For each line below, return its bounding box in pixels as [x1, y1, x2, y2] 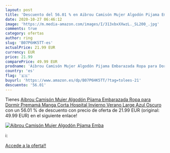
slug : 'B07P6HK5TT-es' [5, 40, 53, 45]
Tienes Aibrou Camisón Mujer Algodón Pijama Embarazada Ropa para [5, 96, 151, 103]
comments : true [5, 26, 37, 31]
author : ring [5, 36, 33, 41]
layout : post [5, 7, 33, 13]
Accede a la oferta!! [5, 142, 47, 148]
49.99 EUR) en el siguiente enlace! [5, 112, 77, 119]
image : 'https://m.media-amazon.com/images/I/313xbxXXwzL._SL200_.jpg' [5, 21, 159, 27]
